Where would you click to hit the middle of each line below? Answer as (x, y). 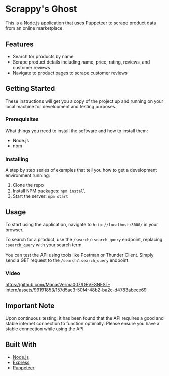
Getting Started (30, 89)
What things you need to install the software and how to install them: (77, 131)
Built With (21, 345)
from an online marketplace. (35, 28)
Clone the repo (28, 185)
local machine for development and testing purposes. (61, 106)
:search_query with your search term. (44, 245)
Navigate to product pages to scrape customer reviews (70, 73)
